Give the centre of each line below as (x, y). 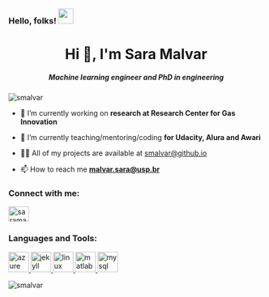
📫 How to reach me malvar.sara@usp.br (90, 169)
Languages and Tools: (53, 239)
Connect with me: (44, 193)
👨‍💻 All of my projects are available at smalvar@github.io (113, 153)
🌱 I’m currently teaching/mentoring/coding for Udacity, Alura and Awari (140, 138)
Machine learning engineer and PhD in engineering (136, 77)
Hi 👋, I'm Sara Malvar (136, 55)
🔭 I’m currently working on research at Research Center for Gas (128, 113)
